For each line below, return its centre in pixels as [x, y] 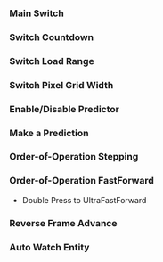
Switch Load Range [52, 61]
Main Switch [37, 13]
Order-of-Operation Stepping [74, 157]
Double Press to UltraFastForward [84, 200]
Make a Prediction [49, 133]
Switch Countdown [52, 37]
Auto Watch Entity [49, 247]
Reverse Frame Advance [63, 223]
